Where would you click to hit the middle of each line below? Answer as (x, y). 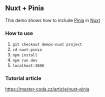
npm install (25, 55)
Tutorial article (23, 78)
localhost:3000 (28, 66)
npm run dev (25, 60)
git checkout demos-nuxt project (47, 44)
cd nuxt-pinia (27, 50)
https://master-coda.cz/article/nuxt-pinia (47, 89)
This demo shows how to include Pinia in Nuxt (53, 20)
